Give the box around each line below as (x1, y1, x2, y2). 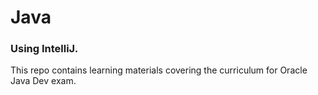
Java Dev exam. (10, 75, 77, 87)
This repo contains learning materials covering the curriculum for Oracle (10, 64, 308, 76)
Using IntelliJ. (10, 42, 79, 56)
